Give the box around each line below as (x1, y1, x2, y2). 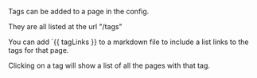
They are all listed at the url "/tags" (8, 22, 123, 31)
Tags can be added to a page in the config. (8, 7, 150, 16)
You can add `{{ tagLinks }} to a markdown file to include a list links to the (8, 37, 249, 46)
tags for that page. (8, 46, 69, 54)
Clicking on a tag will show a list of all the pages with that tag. (8, 61, 211, 70)
